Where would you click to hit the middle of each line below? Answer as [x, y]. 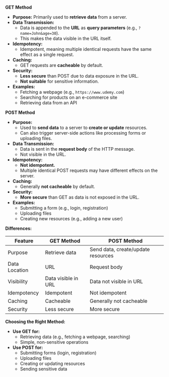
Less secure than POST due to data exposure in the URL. [79, 76]
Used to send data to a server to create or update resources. [83, 128]
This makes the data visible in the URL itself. [66, 38]
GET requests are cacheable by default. [61, 65]
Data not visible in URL [116, 281]
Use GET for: [26, 331]
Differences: [19, 228]
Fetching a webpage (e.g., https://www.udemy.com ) [72, 92]
